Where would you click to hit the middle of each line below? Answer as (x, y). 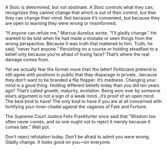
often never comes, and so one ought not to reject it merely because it (78, 122)
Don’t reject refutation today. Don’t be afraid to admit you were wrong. (78, 137)
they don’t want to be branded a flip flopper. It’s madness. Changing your (81, 80)
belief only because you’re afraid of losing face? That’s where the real (77, 54)
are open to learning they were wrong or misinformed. (61, 23)
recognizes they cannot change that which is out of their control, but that (81, 13)
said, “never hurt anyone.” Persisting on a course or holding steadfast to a (81, 49)
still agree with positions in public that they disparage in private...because (81, 74)
